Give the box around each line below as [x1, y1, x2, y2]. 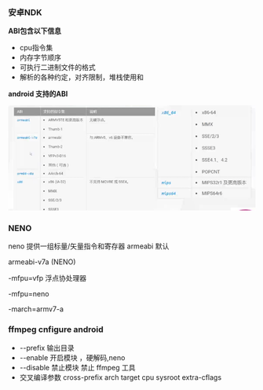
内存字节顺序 [19, 53, 61, 62]
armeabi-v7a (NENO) [8, 257, 76, 267]
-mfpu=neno [8, 289, 49, 299]
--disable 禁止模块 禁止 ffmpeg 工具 [19, 362, 136, 372]
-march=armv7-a [8, 304, 64, 314]
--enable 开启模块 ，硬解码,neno [19, 352, 126, 362]
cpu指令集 [19, 43, 53, 53]
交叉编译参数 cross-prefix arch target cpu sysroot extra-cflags [19, 372, 222, 382]
